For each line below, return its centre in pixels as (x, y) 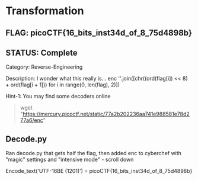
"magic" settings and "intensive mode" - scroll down (70, 160)
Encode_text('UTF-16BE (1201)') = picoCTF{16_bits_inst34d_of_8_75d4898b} (99, 171)
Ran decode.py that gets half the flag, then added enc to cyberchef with (94, 153)
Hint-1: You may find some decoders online (58, 97)
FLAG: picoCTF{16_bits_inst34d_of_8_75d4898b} (99, 33)
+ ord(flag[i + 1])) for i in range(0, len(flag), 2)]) (63, 85)
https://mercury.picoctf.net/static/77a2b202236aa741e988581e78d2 (106, 114)
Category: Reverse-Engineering (44, 67)
